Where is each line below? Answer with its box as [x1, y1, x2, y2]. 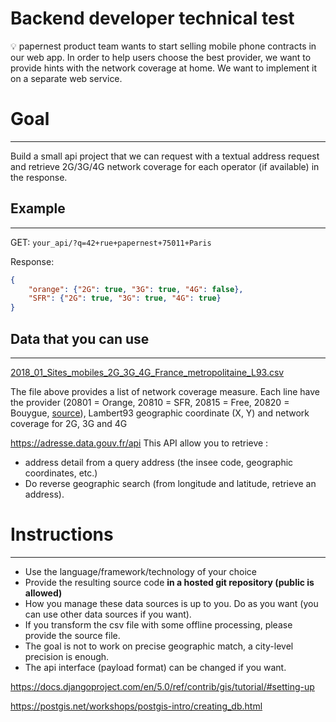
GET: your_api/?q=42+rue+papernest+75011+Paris [10, 236, 212, 248]
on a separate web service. [10, 72, 123, 84]
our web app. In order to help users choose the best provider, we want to [10, 51, 312, 63]
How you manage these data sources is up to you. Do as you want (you [24, 597, 319, 609]
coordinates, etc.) [24, 467, 98, 479]
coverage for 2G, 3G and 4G [10, 418, 128, 429]
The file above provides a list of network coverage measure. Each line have [10, 386, 320, 397]
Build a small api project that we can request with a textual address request [10, 150, 320, 162]
